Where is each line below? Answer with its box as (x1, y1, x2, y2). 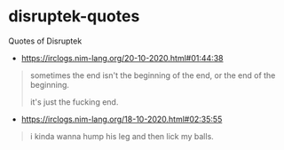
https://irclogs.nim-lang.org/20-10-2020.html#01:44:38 (20, 52, 224, 63)
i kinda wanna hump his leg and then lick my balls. (29, 130, 214, 141)
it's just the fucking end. (29, 96, 119, 107)
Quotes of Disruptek (8, 36, 83, 46)
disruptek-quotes (8, 6, 140, 27)
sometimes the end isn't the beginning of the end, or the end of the (29, 69, 276, 81)
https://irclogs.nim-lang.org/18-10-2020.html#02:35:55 (20, 114, 223, 124)
